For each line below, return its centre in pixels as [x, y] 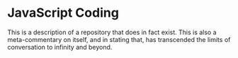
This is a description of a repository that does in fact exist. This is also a [112, 32]
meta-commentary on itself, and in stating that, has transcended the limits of [119, 39]
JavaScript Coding [63, 13]
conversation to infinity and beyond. [60, 47]
